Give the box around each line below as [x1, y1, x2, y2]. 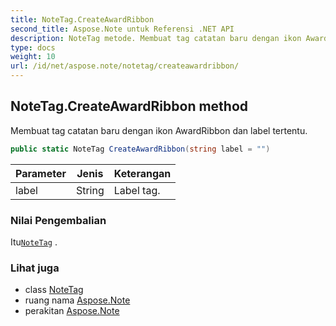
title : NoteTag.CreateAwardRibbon [10, 14, 155, 25]
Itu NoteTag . [10, 236, 58, 248]
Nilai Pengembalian [10, 213, 107, 227]
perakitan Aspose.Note [24, 305, 120, 317]
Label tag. [113, 183, 161, 197]
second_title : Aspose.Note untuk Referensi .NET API [10, 24, 235, 34]
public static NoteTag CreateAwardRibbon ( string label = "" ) [10, 144, 271, 154]
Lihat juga [10, 261, 60, 275]
